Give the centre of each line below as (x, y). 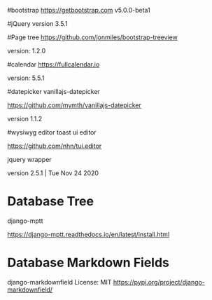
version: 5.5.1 (26, 78)
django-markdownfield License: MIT (59, 282)
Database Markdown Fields (89, 263)
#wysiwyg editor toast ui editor (52, 132)
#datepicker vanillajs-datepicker (54, 91)
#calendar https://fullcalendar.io (54, 64)
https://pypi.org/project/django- (159, 282)
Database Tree (51, 202)
